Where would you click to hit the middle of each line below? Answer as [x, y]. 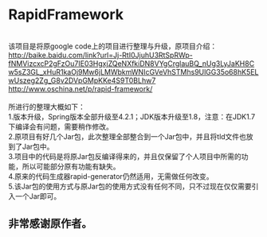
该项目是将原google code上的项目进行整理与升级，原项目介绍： [113, 46]
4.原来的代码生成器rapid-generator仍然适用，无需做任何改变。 [111, 176]
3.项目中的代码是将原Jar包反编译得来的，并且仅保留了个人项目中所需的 [125, 156]
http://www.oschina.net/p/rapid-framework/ [80, 88]
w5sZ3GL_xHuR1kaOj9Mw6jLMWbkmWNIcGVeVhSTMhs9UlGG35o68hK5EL [133, 72]
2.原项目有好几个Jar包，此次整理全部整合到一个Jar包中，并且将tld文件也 [128, 136]
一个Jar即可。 [38, 196]
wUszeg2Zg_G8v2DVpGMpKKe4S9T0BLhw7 [82, 80]
